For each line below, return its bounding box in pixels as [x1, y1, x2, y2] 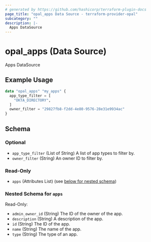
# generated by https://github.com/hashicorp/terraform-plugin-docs [5, 7, 147, 12]
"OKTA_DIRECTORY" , [14, 98, 51, 103]
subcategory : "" [5, 16, 38, 21]
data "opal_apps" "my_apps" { [5, 89, 67, 93]
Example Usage [5, 76, 53, 84]
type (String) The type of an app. [12, 231, 78, 237]
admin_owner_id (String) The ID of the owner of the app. [12, 211, 123, 217]
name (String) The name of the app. [12, 226, 82, 232]
